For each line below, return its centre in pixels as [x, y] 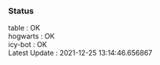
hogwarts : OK [32, 36]
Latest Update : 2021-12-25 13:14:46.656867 [80, 53]
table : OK [24, 28]
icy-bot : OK [28, 45]
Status [21, 11]
